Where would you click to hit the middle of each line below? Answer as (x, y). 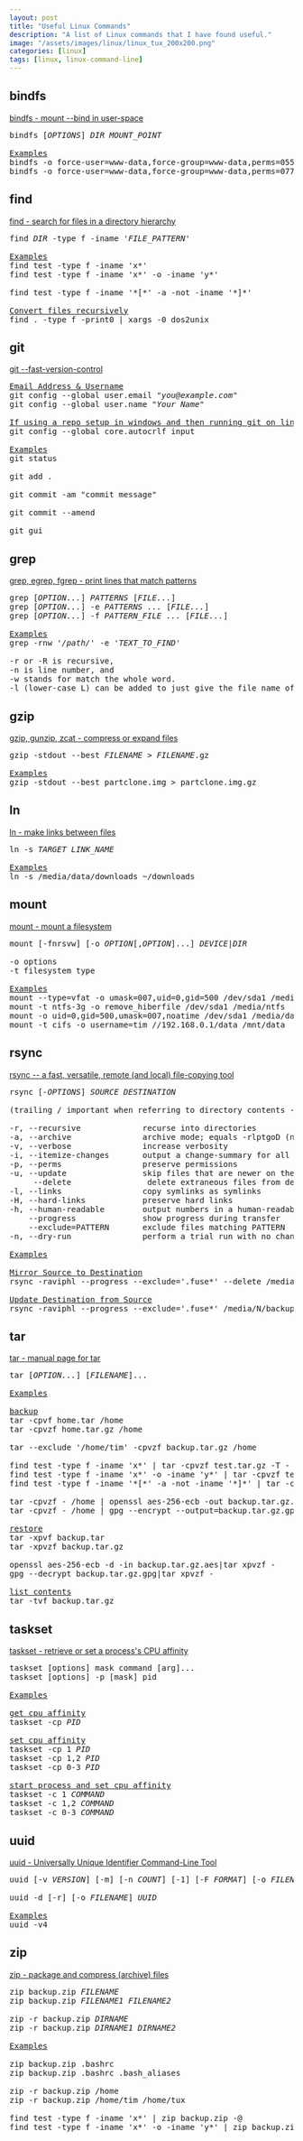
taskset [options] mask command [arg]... (102, 1668)
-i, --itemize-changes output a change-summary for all (150, 1155)
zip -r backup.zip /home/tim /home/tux (97, 2100)
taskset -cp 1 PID (50, 1749)
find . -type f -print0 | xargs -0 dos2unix (110, 320)
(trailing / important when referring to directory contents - (152, 1110)
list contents (41, 1592)
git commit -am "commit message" (83, 495)
